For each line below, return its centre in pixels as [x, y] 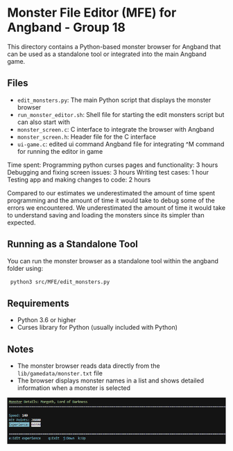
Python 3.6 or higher [46, 320]
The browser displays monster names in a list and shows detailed [111, 381]
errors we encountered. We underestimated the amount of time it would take [116, 207]
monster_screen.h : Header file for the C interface [87, 136]
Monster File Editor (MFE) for [92, 13]
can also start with [44, 122]
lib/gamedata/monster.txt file [60, 373]
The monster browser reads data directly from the [89, 366]
